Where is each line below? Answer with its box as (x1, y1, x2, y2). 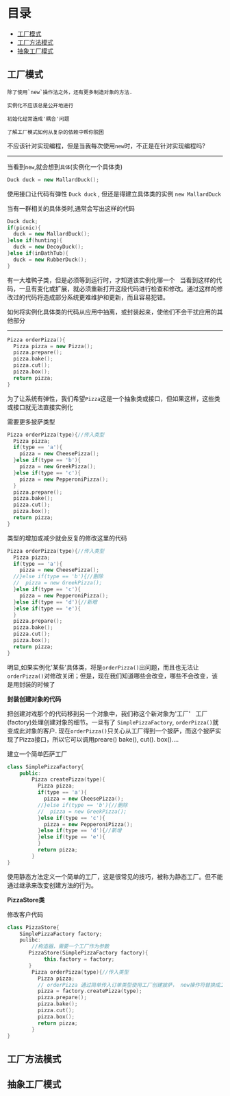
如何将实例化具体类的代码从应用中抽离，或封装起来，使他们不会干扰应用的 (7, 308, 217, 316)
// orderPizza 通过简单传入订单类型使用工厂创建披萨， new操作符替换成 (37, 981, 220, 988)
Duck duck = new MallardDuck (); (7, 176, 99, 183)
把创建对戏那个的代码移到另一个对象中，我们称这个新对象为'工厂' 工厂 (7, 709, 208, 718)
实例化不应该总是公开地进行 (7, 102, 74, 109)
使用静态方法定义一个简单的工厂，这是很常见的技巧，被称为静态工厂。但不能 (7, 872, 223, 880)
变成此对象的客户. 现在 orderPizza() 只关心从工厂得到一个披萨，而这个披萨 (7, 727, 216, 735)
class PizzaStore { (7, 924, 60, 931)
